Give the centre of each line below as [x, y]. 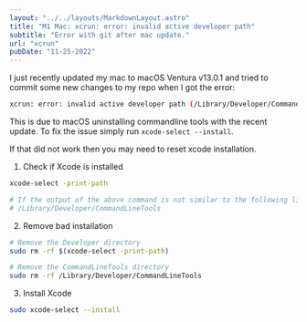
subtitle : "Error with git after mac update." [100, 35]
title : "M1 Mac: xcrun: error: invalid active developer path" [132, 26]
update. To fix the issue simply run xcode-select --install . [122, 131]
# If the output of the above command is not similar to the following [148, 200]
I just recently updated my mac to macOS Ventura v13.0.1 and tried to [139, 78]
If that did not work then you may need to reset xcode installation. [133, 149]
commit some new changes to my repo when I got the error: [122, 88]
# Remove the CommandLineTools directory [90, 267]
